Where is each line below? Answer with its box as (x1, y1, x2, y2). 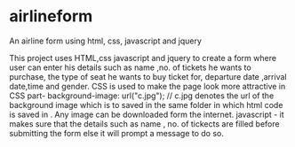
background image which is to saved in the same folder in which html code (9, 99, 283, 110)
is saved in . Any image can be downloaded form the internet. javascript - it (9, 109, 284, 120)
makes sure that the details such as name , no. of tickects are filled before (9, 118, 280, 129)
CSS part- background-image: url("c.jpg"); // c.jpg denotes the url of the (9, 90, 275, 101)
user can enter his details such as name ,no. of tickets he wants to (9, 62, 251, 73)
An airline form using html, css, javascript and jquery (9, 35, 203, 46)
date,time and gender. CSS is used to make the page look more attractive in (9, 81, 286, 91)
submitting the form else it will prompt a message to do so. (9, 128, 224, 138)
